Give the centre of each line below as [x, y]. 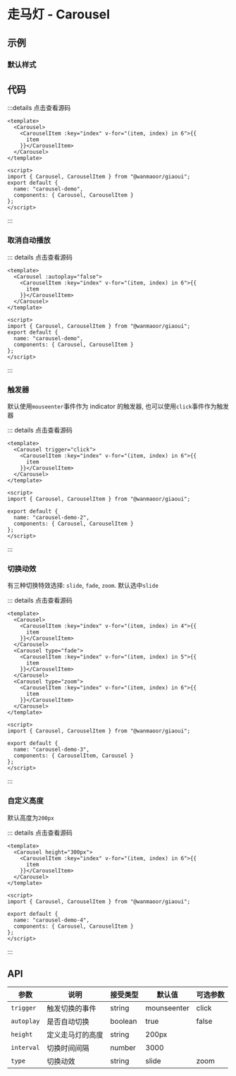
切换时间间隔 [68, 1048]
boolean [124, 1022]
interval [25, 1048]
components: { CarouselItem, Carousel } [74, 756]
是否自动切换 [68, 1022]
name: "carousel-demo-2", [52, 517]
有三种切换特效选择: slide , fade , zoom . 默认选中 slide [83, 586]
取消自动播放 [29, 241]
